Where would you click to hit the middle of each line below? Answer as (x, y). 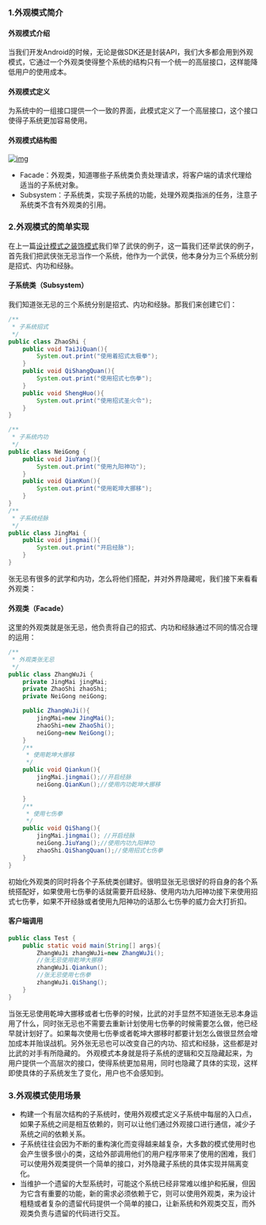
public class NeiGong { (47, 451)
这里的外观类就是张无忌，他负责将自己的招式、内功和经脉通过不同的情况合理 (133, 628)
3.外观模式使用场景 (45, 1095)
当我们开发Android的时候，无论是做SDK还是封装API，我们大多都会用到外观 (131, 52)
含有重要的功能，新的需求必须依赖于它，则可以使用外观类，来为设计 (144, 1193)
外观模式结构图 (32, 140)
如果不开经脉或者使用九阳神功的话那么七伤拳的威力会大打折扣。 (146, 901)
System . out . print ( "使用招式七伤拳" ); (95, 378)
